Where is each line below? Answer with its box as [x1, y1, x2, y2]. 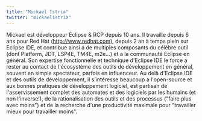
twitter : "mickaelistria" [6, 14, 71, 20]
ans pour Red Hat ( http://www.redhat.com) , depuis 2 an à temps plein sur [6, 37, 189, 45]
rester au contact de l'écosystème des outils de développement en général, [6, 63, 194, 70]
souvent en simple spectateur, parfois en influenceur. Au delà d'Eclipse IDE [6, 69, 193, 76]
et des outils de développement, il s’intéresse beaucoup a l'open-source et [6, 76, 192, 83]
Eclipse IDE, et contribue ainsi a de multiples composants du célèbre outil [6, 43, 189, 51]
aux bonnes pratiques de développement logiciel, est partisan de [6, 82, 168, 89]
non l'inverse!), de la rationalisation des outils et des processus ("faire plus [6, 95, 192, 102]
